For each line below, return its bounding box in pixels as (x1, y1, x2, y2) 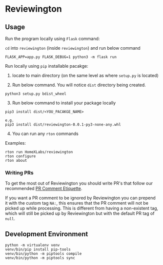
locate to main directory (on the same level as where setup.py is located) (12, 73, 159, 78)
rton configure (5, 154, 36, 159)
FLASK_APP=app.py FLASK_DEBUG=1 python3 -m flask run (5, 55, 117, 59)
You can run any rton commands (12, 131, 79, 136)
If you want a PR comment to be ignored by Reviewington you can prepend (5, 195, 156, 201)
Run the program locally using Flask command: (5, 36, 100, 41)
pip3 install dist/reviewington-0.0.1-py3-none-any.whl (5, 122, 121, 127)
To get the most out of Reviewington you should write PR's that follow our (5, 180, 153, 186)
